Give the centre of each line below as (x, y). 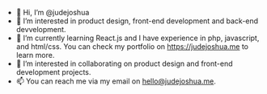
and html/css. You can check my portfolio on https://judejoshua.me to (132, 47)
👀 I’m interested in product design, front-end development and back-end (137, 21)
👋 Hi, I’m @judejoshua (53, 12)
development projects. (53, 72)
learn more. (35, 55)
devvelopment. (41, 29)
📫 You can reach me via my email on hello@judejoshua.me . (116, 81)
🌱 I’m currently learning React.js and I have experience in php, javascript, (138, 38)
